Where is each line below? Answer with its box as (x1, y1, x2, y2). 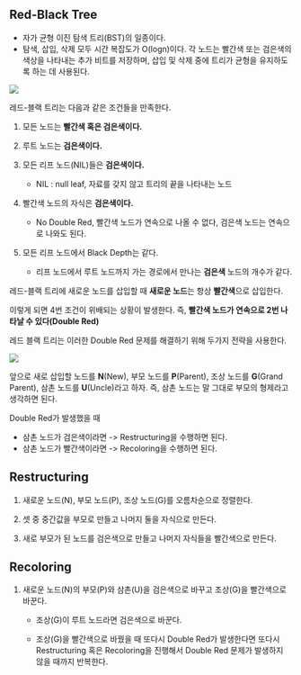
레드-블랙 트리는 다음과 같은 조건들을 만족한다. (9, 102, 172, 112)
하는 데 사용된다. (31, 66, 90, 76)
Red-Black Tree (9, 7, 98, 22)
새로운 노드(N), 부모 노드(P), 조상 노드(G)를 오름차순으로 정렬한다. (22, 494, 253, 505)
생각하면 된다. (9, 393, 58, 404)
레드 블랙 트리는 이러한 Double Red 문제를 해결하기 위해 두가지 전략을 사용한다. (9, 335, 288, 346)
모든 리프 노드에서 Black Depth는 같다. (22, 247, 159, 257)
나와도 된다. (45, 228, 87, 238)
